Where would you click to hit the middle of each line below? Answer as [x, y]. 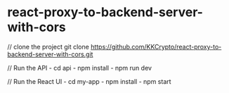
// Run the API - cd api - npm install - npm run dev [80, 68]
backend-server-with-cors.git [50, 54]
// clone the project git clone [48, 46]
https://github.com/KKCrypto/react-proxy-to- [156, 46]
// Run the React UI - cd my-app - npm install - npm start [89, 81]
